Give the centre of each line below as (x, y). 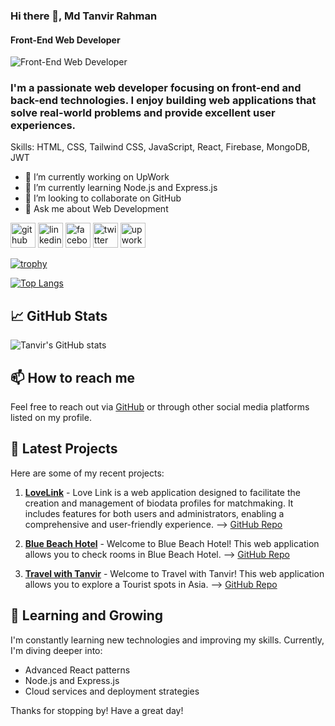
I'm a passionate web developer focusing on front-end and (156, 88)
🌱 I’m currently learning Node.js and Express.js (121, 188)
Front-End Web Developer (65, 40)
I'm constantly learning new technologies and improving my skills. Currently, (167, 640)
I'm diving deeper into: (56, 650)
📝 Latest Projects (64, 449)
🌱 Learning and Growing (87, 615)
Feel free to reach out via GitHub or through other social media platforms (160, 407)
